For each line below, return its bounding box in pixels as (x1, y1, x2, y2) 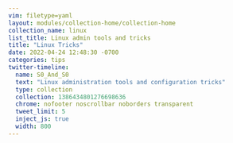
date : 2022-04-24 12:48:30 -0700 (8, 48, 119, 56)
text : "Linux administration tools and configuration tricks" (15, 78, 226, 86)
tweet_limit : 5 (15, 108, 66, 116)
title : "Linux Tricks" (8, 41, 83, 49)
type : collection (15, 85, 73, 94)
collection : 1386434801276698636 (15, 93, 126, 101)
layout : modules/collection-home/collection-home (8, 19, 177, 27)
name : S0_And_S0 (15, 71, 69, 79)
